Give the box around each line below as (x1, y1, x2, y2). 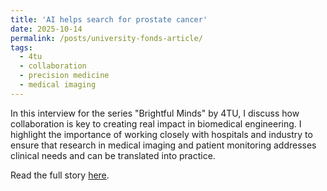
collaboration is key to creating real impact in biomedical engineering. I (10, 117, 302, 130)
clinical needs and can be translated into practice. (10, 149, 216, 161)
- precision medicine (19, 71, 110, 81)
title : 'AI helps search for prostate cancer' (10, 14, 208, 25)
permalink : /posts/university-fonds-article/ (10, 33, 203, 43)
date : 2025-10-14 (10, 24, 83, 34)
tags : (10, 42, 33, 53)
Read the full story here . (10, 169, 110, 181)
